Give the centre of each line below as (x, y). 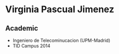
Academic (22, 28)
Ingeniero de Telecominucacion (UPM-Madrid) (61, 40)
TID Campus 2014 (32, 46)
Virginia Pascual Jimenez (60, 9)
